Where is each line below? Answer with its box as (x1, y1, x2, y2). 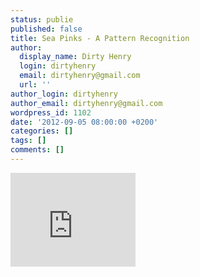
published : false (10, 24, 83, 34)
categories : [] (10, 126, 74, 136)
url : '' (19, 80, 52, 90)
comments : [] (10, 145, 65, 155)
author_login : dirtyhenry (10, 89, 118, 99)
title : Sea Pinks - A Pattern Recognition (10, 33, 190, 43)
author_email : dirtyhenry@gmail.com (10, 98, 163, 108)
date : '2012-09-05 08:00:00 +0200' (10, 117, 159, 127)
